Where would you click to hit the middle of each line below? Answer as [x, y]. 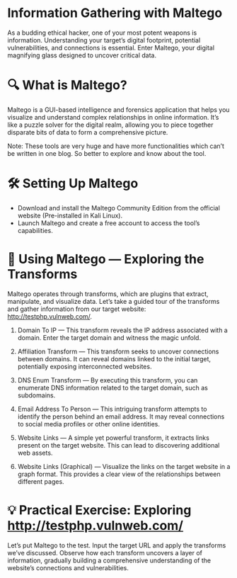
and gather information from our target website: [77, 309]
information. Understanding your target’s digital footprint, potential [104, 40]
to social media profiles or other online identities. [89, 424]
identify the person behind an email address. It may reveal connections [121, 416]
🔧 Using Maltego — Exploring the [106, 259]
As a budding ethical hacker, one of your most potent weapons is [102, 33]
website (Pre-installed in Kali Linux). [70, 215]
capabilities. [35, 230]
